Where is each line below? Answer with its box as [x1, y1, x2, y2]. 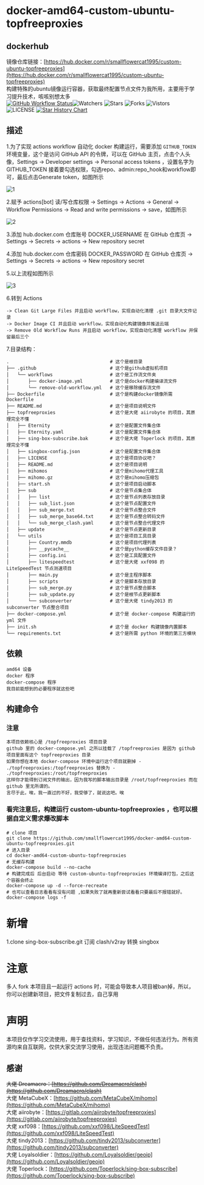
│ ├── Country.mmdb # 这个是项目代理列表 [6, 539, 157, 545]
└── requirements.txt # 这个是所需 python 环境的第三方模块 [6, 630, 197, 637]
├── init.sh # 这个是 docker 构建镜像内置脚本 [6, 624, 188, 630]
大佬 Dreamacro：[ [6, 1080, 54, 1088]
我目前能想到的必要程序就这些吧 [6, 685, 75, 692]
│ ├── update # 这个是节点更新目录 [6, 526, 157, 533]
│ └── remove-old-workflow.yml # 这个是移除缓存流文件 [6, 385, 161, 391]
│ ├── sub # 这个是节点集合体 [6, 487, 152, 493]
